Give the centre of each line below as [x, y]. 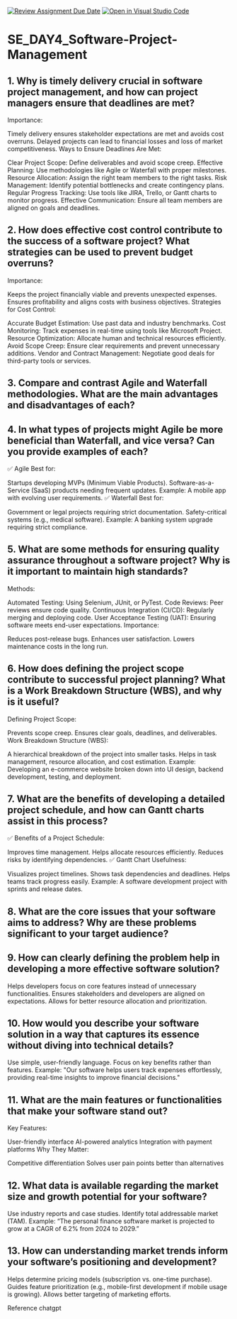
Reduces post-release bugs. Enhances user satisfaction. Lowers [101, 639]
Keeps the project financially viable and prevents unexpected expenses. [112, 294]
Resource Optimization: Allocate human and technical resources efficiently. [117, 338]
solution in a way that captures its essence [104, 1035]
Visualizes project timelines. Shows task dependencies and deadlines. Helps [119, 874]
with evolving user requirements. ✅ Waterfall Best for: [86, 498]
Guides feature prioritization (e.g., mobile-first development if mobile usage [117, 1286]
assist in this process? [58, 821]
